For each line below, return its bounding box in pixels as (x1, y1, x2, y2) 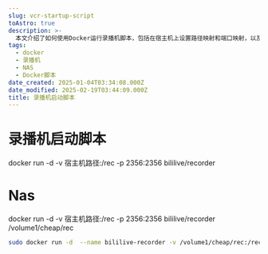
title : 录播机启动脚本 (8, 93, 76, 101)
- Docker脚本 (15, 71, 57, 79)
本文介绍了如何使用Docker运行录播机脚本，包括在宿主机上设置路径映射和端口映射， (15, 34, 251, 42)
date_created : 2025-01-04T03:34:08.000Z (8, 78, 145, 86)
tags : (8, 42, 26, 50)
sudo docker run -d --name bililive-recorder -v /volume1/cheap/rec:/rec (8, 239, 262, 247)
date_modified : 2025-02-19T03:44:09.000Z (8, 85, 148, 94)
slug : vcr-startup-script (8, 11, 94, 20)
